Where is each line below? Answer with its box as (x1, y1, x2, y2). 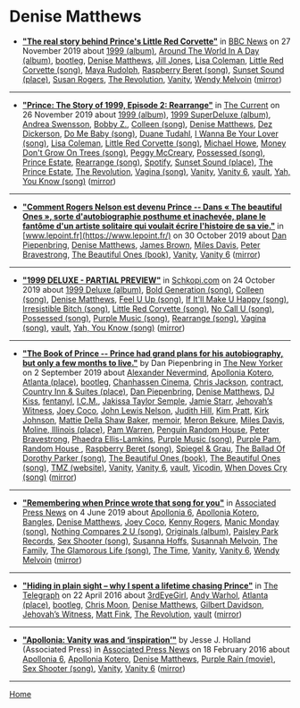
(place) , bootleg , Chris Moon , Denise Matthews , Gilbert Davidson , (21, 599, 265, 610)
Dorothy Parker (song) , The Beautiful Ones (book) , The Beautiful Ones (21, 452, 281, 463)
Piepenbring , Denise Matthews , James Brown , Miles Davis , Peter (21, 239, 261, 250)
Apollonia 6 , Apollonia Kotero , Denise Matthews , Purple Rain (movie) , (21, 653, 277, 664)
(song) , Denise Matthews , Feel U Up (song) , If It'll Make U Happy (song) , (21, 294, 289, 304)
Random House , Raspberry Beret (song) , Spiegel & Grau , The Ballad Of (21, 443, 286, 454)
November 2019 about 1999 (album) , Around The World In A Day (21, 45, 260, 55)
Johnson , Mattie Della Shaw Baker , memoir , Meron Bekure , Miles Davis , (21, 414, 286, 425)
